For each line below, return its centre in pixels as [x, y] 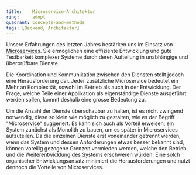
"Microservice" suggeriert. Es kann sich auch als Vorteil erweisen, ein [90, 123]
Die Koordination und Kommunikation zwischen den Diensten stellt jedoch [95, 75]
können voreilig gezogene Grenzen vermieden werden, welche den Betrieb [96, 149]
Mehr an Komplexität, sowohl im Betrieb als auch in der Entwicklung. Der [94, 87]
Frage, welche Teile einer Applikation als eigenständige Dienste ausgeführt [96, 93]
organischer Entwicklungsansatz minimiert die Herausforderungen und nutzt [98, 161]
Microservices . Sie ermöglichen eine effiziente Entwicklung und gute [89, 51]
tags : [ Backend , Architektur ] [43, 28]
